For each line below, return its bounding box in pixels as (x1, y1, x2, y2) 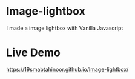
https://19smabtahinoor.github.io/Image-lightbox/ (6, 66, 129, 73)
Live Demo (6, 46, 61, 60)
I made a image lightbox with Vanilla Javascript (6, 24, 123, 32)
